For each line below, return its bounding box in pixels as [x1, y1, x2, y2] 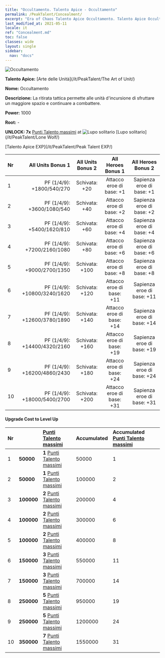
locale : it [5, 26, 27, 31]
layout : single [5, 44, 36, 49]
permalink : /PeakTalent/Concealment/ [5, 12, 82, 17]
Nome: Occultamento [5, 86, 49, 92]
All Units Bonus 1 [28, 162, 70, 169]
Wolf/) [47, 134, 60, 140]
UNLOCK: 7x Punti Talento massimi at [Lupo [5, 129, 128, 135]
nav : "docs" [9, 53, 34, 58]
